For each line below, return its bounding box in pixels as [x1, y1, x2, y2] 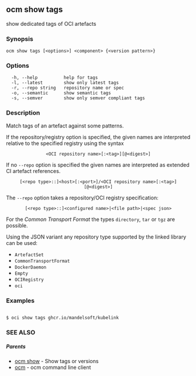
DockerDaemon [14, 264, 47, 270]
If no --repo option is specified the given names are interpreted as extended [6, 161, 190, 168]
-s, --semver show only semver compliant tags [11, 95, 145, 101]
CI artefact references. [6, 167, 61, 174]
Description [6, 109, 40, 117]
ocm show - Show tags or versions [14, 357, 99, 364]
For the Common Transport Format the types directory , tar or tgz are [6, 216, 176, 223]
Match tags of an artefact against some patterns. [6, 122, 124, 129]
